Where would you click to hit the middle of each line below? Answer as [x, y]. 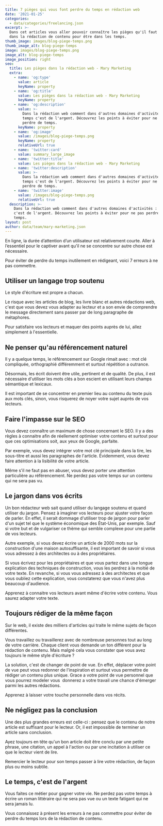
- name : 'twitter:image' [39, 190]
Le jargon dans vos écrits [44, 496]
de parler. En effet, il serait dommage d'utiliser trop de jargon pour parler [78, 518]
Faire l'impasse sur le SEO [45, 419]
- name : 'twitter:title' [39, 159]
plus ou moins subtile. [27, 767]
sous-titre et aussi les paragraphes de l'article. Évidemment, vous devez [77, 456]
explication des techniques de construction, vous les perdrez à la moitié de [80, 568]
